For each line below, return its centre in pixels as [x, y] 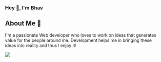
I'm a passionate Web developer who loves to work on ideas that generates [81, 35]
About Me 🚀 [23, 23]
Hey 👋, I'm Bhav [24, 8]
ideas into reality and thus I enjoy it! [41, 45]
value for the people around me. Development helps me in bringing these [79, 40]
